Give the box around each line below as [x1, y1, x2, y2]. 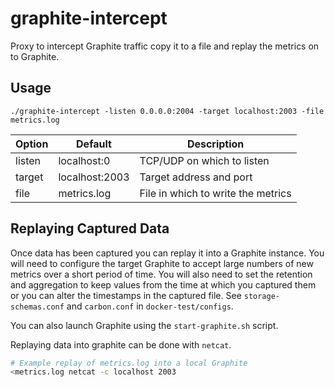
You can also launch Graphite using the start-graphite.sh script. [10, 319, 279, 331]
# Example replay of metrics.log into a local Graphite [10, 358, 248, 368]
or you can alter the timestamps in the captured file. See [10, 289, 242, 301]
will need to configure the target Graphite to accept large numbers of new [10, 257, 314, 269]
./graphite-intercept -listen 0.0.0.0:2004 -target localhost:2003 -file [10, 106, 325, 116]
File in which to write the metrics [139, 186, 292, 200]
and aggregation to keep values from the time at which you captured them [10, 278, 317, 291]
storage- [243, 291, 281, 301]
